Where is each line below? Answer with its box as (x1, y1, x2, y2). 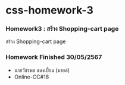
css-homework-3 (5, 4, 93, 17)
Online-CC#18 (14, 73, 49, 80)
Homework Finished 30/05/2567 (5, 53, 102, 61)
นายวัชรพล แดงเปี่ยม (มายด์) (14, 66, 70, 74)
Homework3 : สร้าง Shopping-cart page (5, 25, 119, 33)
